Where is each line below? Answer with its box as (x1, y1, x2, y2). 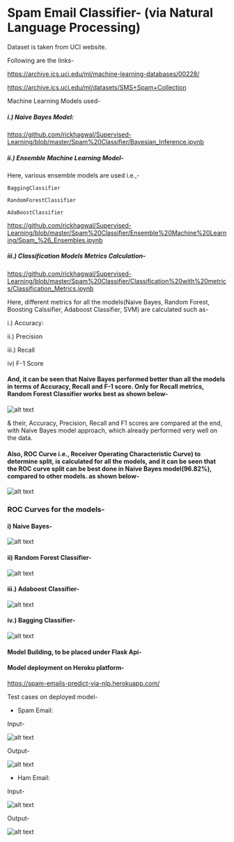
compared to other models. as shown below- (7, 471, 139, 480)
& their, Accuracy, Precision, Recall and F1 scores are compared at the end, (7, 419, 223, 428)
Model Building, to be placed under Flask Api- (7, 648, 142, 656)
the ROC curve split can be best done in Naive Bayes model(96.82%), (7, 465, 212, 473)
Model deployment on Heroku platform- (7, 664, 125, 672)
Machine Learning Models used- (7, 96, 101, 105)
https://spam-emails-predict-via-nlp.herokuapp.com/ (7, 679, 160, 687)
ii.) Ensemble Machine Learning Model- (7, 153, 124, 162)
